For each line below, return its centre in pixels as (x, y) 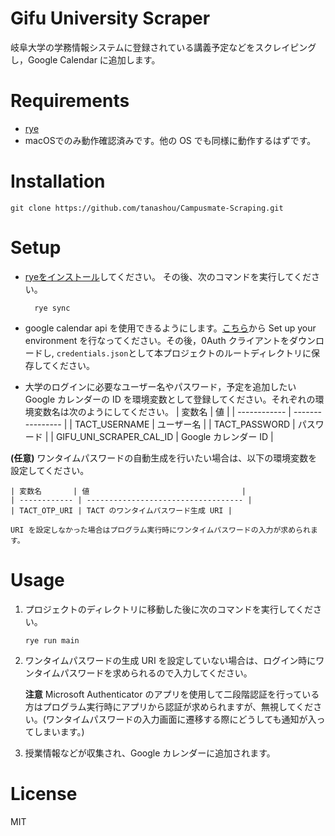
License (44, 793)
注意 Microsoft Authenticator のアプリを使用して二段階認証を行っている (172, 694)
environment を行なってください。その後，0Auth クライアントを (157, 340)
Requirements (70, 101)
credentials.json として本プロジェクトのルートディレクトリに (184, 353)
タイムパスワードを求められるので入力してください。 (143, 673)
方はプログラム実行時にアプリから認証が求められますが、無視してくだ (169, 706)
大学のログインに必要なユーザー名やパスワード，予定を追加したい (160, 386)
